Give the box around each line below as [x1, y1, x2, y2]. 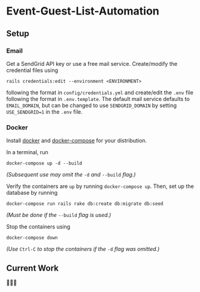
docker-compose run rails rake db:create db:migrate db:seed [6, 201, 164, 207]
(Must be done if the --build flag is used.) [6, 212, 112, 219]
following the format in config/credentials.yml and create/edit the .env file [6, 89, 193, 96]
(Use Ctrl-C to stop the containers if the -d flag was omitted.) [6, 245, 160, 253]
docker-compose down [6, 235, 59, 241]
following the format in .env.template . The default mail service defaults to [6, 95, 190, 102]
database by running [6, 189, 58, 196]
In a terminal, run [6, 149, 48, 156]
